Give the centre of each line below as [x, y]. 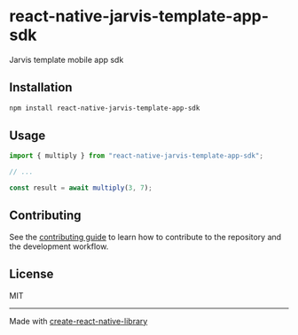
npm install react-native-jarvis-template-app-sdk [105, 108]
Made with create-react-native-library [78, 321]
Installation [41, 87]
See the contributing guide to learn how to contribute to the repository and [145, 237]
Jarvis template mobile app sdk [67, 59]
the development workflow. [59, 246]
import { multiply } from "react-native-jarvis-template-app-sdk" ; [137, 156]
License [31, 274]
